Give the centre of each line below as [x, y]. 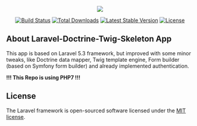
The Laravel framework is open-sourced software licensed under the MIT [96, 111]
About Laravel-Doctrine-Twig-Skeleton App [89, 39]
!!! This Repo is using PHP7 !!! [43, 77]
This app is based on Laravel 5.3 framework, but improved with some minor [99, 53]
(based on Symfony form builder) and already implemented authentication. [98, 66]
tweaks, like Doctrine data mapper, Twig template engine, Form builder [93, 59]
